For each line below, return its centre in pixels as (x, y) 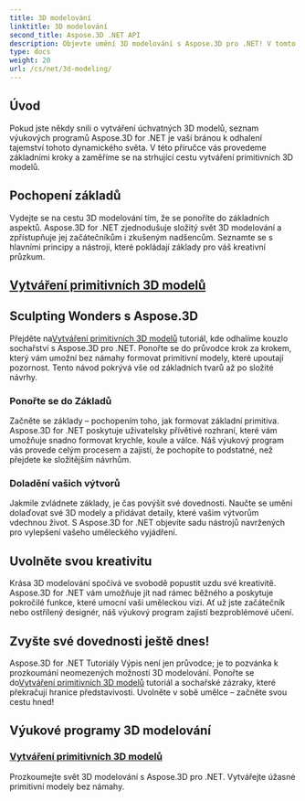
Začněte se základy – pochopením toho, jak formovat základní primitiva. (145, 421)
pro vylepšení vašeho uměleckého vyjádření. (94, 532)
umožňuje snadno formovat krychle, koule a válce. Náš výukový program (147, 440)
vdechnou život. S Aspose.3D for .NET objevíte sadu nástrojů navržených (147, 523)
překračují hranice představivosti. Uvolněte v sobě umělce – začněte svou (148, 692)
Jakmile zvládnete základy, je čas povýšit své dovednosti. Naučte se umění (151, 503)
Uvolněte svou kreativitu (81, 561)
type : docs (30, 52)
